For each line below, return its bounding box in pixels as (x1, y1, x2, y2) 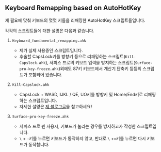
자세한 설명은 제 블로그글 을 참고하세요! (19, 103, 92, 109)
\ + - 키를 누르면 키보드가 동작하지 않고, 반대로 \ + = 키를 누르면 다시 (19, 135, 146, 141)
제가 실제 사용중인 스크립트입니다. (19, 47, 83, 53)
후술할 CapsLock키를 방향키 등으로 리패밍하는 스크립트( (19, 53, 126, 59)
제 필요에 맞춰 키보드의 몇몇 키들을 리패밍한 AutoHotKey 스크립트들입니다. (5, 17, 145, 23)
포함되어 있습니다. (28, 71, 63, 77)
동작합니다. (28, 141, 49, 147)
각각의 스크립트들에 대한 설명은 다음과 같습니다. (5, 28, 95, 34)
